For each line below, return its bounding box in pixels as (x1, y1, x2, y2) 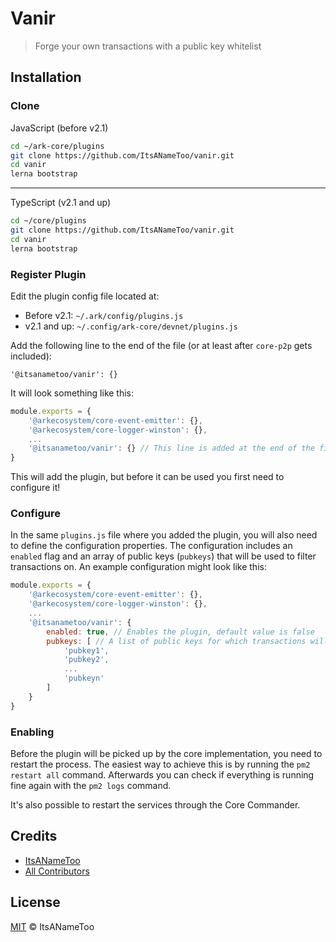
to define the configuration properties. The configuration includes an (10, 540, 293, 552)
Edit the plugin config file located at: (10, 290, 160, 302)
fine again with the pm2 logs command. (10, 780, 172, 792)
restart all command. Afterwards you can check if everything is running (10, 769, 315, 781)
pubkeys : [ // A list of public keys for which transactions (46, 636, 307, 646)
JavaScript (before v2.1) (10, 122, 109, 134)
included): (10, 350, 52, 362)
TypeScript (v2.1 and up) (10, 197, 112, 209)
